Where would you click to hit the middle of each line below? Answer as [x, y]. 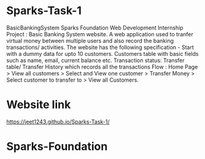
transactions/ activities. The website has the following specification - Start [100, 47]
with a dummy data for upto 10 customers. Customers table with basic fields [102, 53]
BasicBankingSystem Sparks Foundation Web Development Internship [95, 28]
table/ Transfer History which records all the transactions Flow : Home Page [102, 67]
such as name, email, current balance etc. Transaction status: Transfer [95, 60]
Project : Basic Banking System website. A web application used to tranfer [100, 34]
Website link [39, 105]
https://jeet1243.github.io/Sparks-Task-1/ [58, 122]
